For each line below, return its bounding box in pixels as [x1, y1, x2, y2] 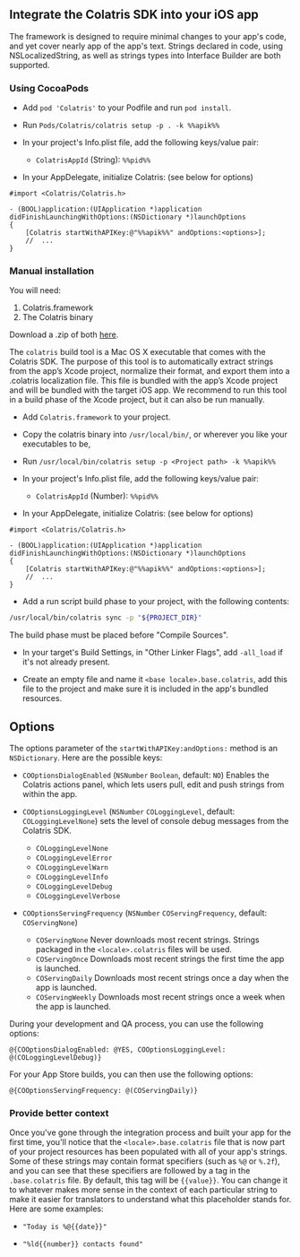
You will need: [9, 285, 61, 296]
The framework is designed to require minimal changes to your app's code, [9, 30, 287, 41]
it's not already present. [21, 656, 110, 667]
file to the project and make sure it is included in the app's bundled [21, 683, 269, 694]
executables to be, [21, 438, 91, 449]
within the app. [21, 789, 78, 800]
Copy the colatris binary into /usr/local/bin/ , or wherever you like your [21, 429, 288, 440]
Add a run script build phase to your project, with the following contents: [21, 596, 289, 607]
